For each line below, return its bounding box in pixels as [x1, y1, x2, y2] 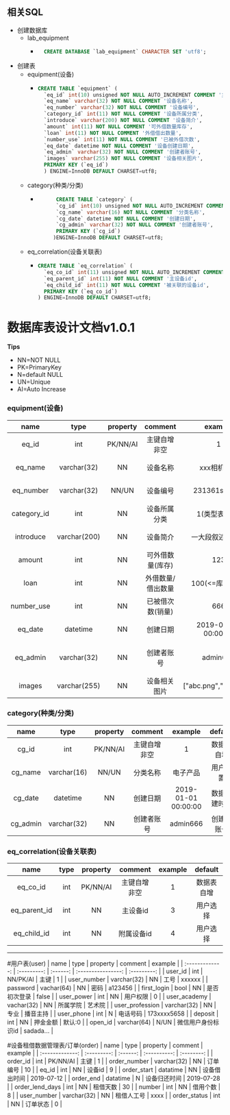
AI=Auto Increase [16, 385, 66, 393]
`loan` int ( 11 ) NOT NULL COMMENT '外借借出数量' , [43, 130, 182, 136]
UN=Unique [16, 378, 51, 386]
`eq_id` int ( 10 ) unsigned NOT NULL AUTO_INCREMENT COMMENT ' [43, 91, 222, 98]
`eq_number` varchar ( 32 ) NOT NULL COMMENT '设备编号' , [43, 104, 200, 111]
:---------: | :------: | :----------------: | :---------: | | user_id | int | [16, 967, 203, 975]
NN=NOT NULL [16, 356, 61, 365]
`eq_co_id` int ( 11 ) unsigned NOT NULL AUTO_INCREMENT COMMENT [43, 269, 225, 275]
